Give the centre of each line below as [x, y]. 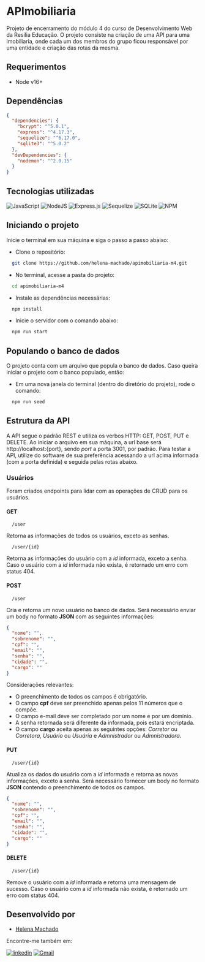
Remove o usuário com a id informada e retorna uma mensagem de [91, 882]
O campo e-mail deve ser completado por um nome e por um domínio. [104, 716]
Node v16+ [29, 81]
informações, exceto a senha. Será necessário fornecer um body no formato [103, 781]
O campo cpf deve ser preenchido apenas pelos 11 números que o [99, 703]
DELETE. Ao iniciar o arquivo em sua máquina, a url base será [84, 442]
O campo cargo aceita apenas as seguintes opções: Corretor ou [96, 729]
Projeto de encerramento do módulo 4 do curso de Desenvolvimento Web [99, 28]
